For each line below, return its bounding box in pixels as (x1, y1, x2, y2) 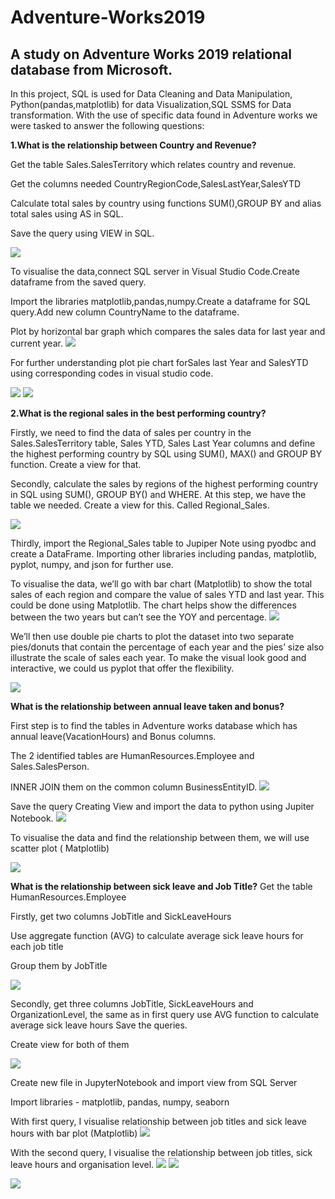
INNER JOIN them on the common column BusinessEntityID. (10, 781, 258, 793)
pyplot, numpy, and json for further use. (10, 559, 174, 570)
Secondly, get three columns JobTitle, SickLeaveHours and (10, 998, 254, 1010)
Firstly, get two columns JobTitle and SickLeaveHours (10, 911, 232, 922)
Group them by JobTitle (10, 960, 108, 971)
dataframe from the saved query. (10, 276, 147, 288)
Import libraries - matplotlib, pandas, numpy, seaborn (10, 1096, 230, 1108)
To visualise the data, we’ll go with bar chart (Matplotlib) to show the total (10, 578, 313, 590)
